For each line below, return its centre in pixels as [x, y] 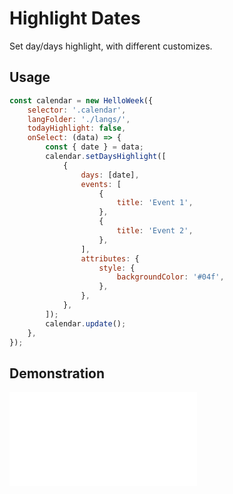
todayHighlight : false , [77, 128]
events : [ [101, 184]
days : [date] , [110, 175]
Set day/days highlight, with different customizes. [111, 46]
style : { [117, 268]
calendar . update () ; [86, 323]
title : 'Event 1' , [155, 203]
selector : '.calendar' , [77, 110]
